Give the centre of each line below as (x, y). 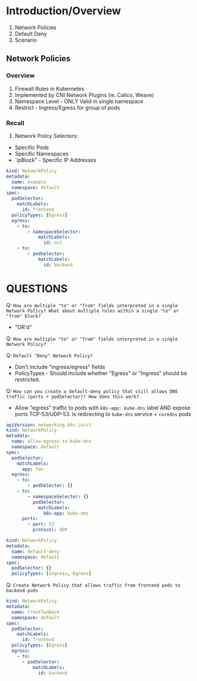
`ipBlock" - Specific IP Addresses (55, 160)
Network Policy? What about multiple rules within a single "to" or (93, 311)
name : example (29, 182)
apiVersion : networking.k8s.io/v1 (49, 425)
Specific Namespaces (42, 153)
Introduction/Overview (64, 11)
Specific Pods (32, 147)
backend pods (22, 591)
